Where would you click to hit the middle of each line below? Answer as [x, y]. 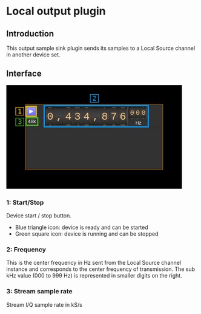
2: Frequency [26, 250]
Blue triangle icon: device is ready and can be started [81, 227]
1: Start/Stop [25, 202]
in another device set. [33, 55]
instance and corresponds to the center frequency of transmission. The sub [101, 269]
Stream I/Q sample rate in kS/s [44, 304]
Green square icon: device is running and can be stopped [87, 234]
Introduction [30, 34]
